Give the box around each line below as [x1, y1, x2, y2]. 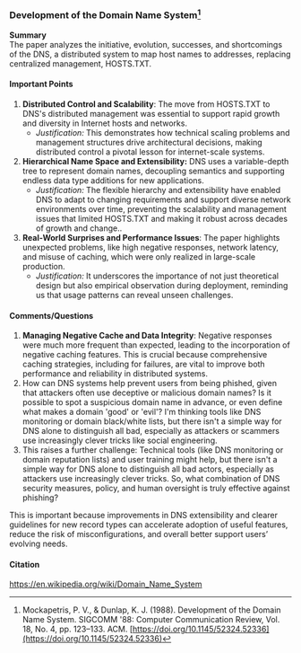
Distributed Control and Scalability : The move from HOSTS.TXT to [21, 98, 271, 110]
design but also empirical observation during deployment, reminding [35, 279, 288, 290]
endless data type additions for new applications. [21, 174, 204, 186]
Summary [9, 30, 47, 40]
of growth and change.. [35, 223, 123, 234]
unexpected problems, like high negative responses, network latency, [21, 242, 279, 252]
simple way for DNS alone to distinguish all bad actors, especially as [21, 463, 275, 474]
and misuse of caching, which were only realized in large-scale [21, 251, 256, 262]
